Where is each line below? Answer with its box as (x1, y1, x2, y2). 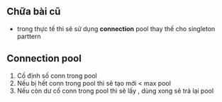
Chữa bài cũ (6, 6, 61, 18)
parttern (16, 32, 41, 40)
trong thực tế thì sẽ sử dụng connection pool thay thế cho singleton (16, 24, 216, 33)
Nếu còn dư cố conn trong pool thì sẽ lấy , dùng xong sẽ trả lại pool (16, 86, 214, 95)
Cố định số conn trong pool (16, 71, 97, 80)
